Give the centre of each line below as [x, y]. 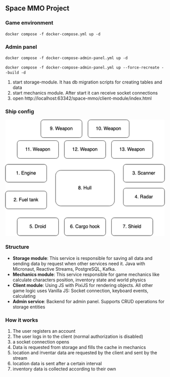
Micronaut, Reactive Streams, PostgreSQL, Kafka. [64, 269]
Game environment [29, 23]
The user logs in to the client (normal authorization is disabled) [78, 337]
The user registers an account [44, 331]
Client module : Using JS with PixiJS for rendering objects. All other [83, 285]
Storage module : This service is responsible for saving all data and [82, 258]
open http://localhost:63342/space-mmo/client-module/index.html [82, 98]
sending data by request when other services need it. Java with [79, 264]
